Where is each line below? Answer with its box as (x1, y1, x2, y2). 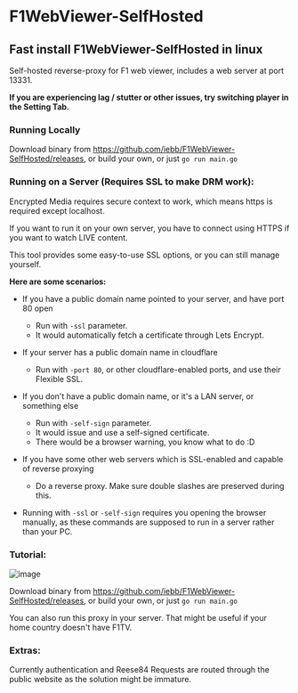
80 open (21, 303, 53, 314)
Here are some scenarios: (9, 276, 107, 287)
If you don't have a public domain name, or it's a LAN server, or (21, 390, 254, 402)
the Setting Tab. (9, 102, 69, 112)
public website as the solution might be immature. (9, 674, 192, 685)
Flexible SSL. (35, 373, 84, 384)
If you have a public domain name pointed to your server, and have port (21, 293, 285, 304)
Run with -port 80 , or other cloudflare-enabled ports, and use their (35, 363, 282, 375)
